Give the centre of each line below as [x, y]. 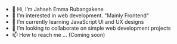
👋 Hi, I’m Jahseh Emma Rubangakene [58, 9]
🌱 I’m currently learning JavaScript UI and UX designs [78, 22]
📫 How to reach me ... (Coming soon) [58, 35]
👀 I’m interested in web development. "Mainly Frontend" [80, 15]
